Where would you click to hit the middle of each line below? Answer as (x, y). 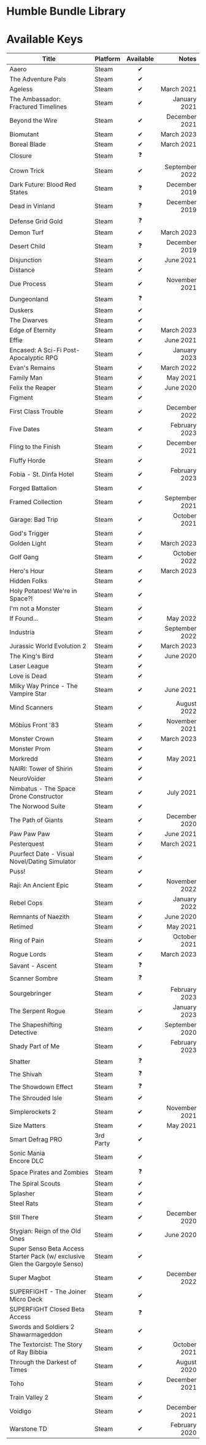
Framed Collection (36, 502)
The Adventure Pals (38, 79)
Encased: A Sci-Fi (36, 350)
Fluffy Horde (28, 461)
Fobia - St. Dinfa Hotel (42, 475)
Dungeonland (29, 299)
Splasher (22, 1194)
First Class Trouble (36, 412)
